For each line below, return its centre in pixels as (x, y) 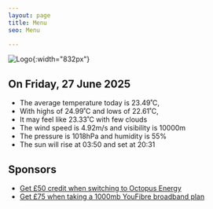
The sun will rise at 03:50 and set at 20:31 (87, 145)
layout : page (29, 15)
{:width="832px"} (61, 59)
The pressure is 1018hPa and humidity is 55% (93, 136)
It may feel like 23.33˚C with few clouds (83, 119)
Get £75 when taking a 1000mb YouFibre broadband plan (112, 196)
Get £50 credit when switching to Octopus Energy (101, 188)
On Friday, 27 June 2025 (70, 84)
